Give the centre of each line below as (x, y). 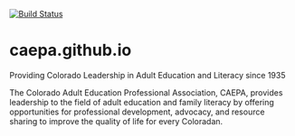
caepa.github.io (71, 50)
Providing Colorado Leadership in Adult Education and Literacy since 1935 (147, 75)
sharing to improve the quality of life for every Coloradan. (116, 121)
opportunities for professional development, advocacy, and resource (137, 112)
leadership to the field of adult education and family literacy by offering (142, 102)
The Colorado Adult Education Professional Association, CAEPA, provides (146, 92)
